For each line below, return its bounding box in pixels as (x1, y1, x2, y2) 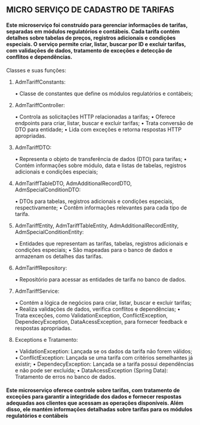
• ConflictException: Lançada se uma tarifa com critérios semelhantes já (14, 354, 193, 361)
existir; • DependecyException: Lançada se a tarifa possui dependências (14, 360, 194, 368)
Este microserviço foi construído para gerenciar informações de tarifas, (6, 21, 188, 29)
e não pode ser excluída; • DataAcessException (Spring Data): (14, 366, 168, 374)
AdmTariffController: (14, 101, 65, 108)
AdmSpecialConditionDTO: (14, 186, 81, 193)
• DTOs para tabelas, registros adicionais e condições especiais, (14, 198, 174, 205)
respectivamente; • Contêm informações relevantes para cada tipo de (14, 204, 187, 211)
